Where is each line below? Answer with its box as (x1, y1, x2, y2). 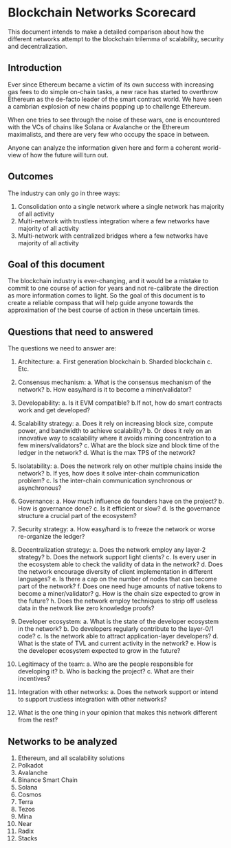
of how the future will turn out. (22, 150, 109, 159)
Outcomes (8, 170, 54, 183)
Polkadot (17, 761, 43, 769)
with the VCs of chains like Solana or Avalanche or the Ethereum (8, 122, 190, 131)
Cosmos (17, 790, 42, 799)
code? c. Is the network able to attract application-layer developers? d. (17, 632, 219, 640)
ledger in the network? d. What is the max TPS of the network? (17, 449, 196, 457)
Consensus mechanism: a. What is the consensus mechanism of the (17, 378, 212, 386)
